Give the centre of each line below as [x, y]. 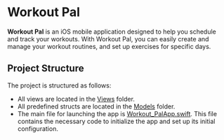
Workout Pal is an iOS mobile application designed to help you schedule [112, 31]
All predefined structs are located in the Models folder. [96, 106]
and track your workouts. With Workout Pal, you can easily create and [108, 38]
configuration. [38, 128]
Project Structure [46, 68]
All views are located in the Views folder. [76, 99]
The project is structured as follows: [59, 85]
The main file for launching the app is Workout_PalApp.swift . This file [117, 113]
